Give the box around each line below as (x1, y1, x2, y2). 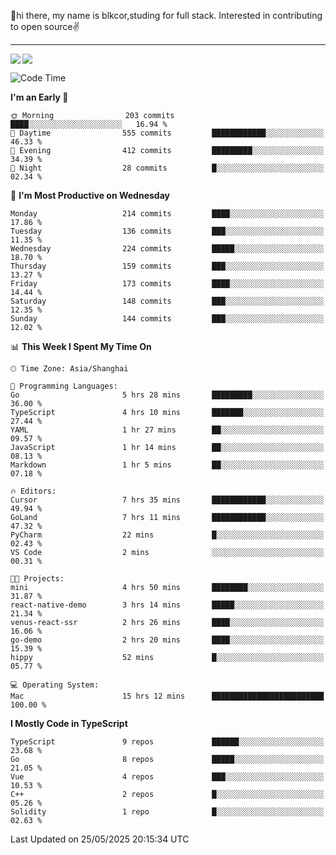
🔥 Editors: (10, 486, 57, 496)
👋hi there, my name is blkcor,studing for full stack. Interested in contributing (10, 10, 323, 21)
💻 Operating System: (10, 680, 100, 690)
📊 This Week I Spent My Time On (10, 341, 152, 352)
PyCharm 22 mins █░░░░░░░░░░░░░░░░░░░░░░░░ (10, 530, 325, 540)
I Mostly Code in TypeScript (10, 718, 128, 729)
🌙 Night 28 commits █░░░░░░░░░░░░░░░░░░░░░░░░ (10, 163, 325, 173)
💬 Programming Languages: (10, 381, 118, 391)
